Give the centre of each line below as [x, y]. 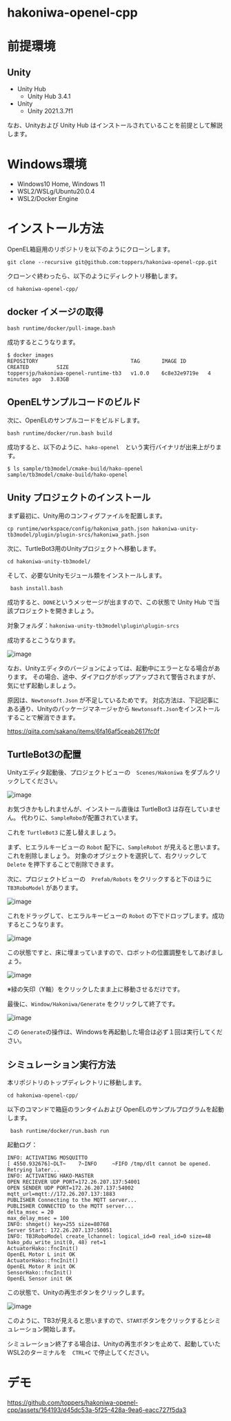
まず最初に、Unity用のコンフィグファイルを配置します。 [87, 516]
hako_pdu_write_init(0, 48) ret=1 [57, 1243]
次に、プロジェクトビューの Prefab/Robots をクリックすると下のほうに [110, 879]
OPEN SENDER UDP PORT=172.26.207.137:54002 [71, 1188]
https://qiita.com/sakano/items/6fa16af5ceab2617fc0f [83, 731]
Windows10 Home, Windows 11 [61, 184]
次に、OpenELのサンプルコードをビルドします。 [75, 420]
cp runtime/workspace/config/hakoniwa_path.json [78, 529]
